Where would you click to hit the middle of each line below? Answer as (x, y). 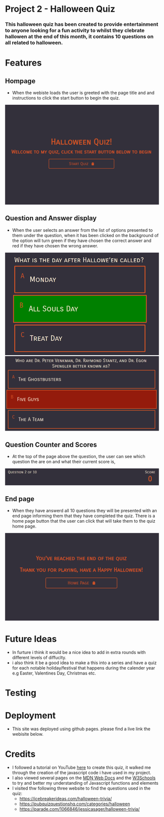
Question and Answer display (51, 218)
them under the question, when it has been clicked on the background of (85, 235)
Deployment (31, 715)
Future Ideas (31, 639)
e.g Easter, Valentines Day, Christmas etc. (54, 673)
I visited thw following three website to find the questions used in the (81, 788)
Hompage (20, 81)
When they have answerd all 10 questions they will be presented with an (84, 511)
